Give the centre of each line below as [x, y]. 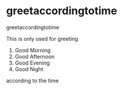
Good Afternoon [35, 56]
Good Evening [32, 63]
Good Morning [33, 50]
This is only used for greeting [42, 38]
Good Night [29, 69]
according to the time [33, 81]
